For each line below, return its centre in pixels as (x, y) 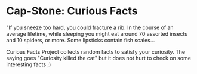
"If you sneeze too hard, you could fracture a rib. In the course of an (90, 27)
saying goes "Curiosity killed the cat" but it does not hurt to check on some (98, 58)
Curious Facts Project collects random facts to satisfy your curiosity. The (96, 51)
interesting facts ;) (29, 64)
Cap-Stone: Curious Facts (72, 11)
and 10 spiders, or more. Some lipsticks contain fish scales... (81, 40)
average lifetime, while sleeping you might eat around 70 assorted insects (97, 33)
